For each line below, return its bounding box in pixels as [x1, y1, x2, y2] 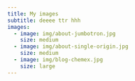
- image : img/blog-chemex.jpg [13, 56, 103, 63]
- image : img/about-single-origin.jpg [13, 43, 129, 50]
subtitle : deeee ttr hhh [7, 17, 81, 24]
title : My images [7, 10, 59, 18]
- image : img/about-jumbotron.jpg [13, 30, 116, 37]
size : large [20, 63, 55, 70]
